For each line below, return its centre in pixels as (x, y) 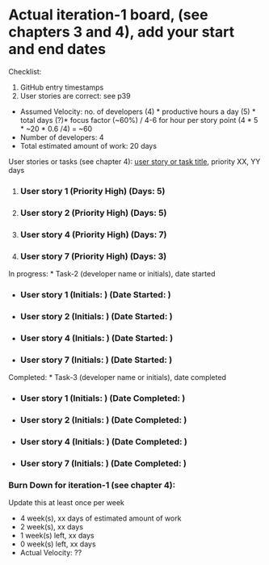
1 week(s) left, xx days (57, 536)
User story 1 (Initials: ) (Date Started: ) (95, 294)
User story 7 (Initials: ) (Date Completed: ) (103, 463)
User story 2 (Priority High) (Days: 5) (93, 213)
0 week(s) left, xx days (58, 544)
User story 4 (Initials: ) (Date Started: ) (97, 338)
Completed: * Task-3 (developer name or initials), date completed (117, 377)
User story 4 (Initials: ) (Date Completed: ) (103, 441)
